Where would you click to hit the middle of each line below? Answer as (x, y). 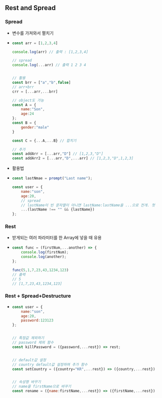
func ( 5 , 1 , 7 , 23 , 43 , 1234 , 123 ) (40, 270)
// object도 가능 (28, 100)
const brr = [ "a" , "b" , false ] (41, 83)
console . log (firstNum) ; (45, 252)
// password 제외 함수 (33, 343)
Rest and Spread (30, 8)
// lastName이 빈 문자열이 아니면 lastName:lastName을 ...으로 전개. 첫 (88, 205)
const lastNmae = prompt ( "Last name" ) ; (52, 178)
